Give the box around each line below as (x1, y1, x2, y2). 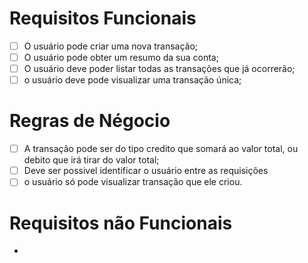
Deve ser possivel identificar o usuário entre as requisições (23, 165, 269, 177)
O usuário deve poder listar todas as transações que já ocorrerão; (23, 63, 296, 75)
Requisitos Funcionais (9, 7, 197, 30)
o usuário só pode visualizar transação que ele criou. (23, 176, 243, 188)
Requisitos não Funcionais (9, 212, 233, 234)
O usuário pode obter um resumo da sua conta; (23, 52, 219, 63)
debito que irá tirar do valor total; (23, 154, 160, 166)
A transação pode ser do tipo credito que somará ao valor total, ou (23, 143, 299, 155)
